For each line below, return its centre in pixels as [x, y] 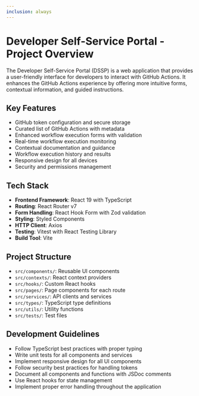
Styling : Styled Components [50, 219]
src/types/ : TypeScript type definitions [63, 303]
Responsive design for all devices [56, 160]
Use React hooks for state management [63, 380]
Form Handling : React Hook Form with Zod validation [80, 213]
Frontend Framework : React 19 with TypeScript [73, 200]
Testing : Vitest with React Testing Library [66, 232]
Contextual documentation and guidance [65, 148]
